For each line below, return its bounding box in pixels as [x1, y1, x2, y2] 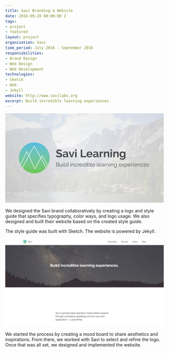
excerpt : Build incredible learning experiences [5, 98, 109, 103]
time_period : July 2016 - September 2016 [5, 45, 94, 50]
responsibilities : [5, 50, 44, 55]
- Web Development [5, 66, 44, 72]
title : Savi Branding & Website [5, 8, 73, 13]
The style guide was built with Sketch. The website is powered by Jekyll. [5, 228, 156, 234]
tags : [5, 19, 17, 24]
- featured [5, 29, 28, 35]
